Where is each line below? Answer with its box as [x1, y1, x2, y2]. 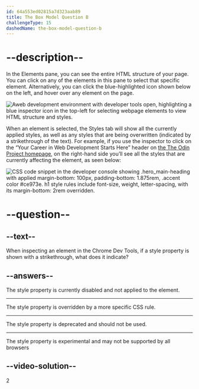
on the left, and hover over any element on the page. [6, 90, 134, 97]
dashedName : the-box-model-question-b [6, 25, 102, 31]
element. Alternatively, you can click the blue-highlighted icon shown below [6, 83, 191, 90]
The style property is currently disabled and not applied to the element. [6, 286, 180, 293]
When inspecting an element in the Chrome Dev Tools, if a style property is [6, 247, 190, 254]
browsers [6, 344, 30, 351]
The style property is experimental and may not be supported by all [6, 338, 171, 344]
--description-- [6, 51, 84, 64]
